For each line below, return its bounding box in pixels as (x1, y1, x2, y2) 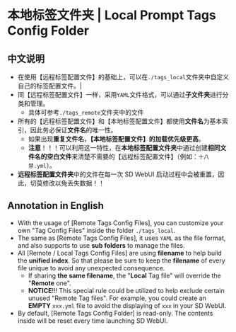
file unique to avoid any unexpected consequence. (17, 263, 165, 272)
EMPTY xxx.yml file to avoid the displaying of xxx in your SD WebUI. (28, 301, 227, 309)
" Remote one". (28, 278, 72, 287)
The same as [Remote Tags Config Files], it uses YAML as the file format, (17, 234, 226, 242)
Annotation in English (7, 200, 105, 212)
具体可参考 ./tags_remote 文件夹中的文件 (28, 108, 144, 116)
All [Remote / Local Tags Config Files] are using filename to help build (17, 248, 223, 257)
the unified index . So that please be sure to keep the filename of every (17, 256, 226, 265)
